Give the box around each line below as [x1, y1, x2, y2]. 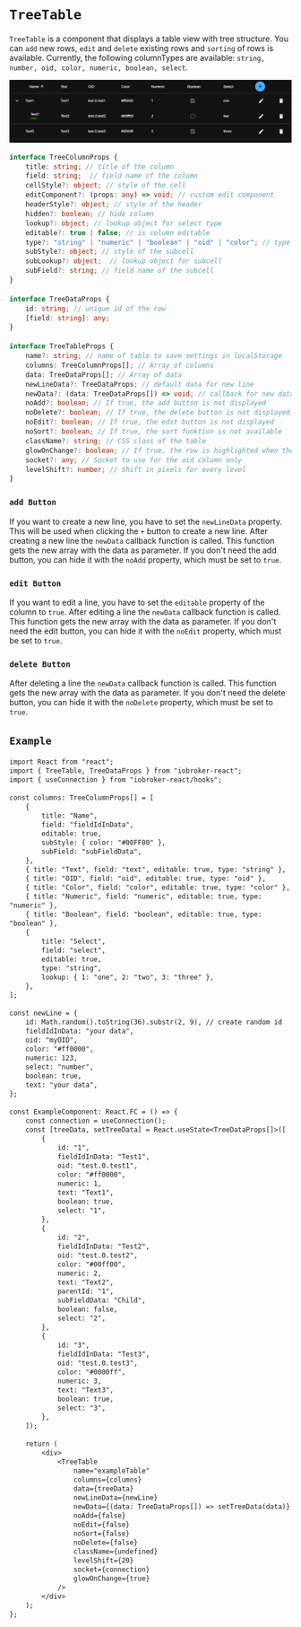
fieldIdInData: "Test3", [56, 1350, 150, 1359]
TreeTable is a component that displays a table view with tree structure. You [9, 33, 289, 44]
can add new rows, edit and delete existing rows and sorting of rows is [9, 42, 274, 53]
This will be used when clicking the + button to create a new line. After [9, 525, 269, 537]
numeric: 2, [56, 1269, 102, 1278]
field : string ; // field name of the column [25, 171, 199, 180]
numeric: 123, [25, 1054, 78, 1063]
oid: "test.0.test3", [56, 1359, 139, 1368]
